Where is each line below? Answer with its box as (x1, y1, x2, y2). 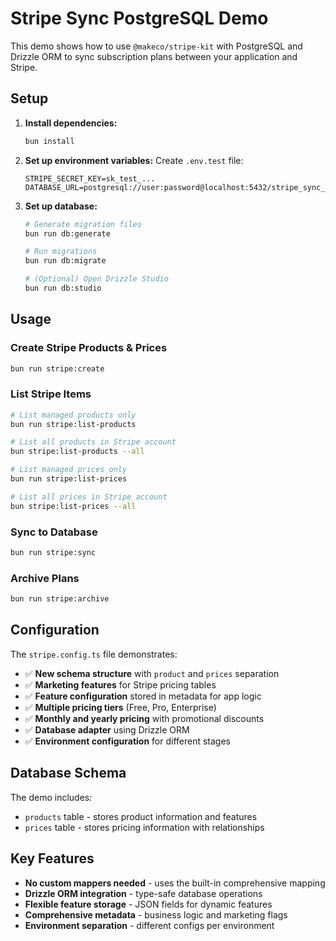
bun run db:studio (24, 283, 102, 293)
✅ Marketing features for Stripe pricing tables (24, 678, 217, 691)
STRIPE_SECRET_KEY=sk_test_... (24, 173, 156, 184)
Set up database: (24, 200, 98, 212)
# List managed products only (10, 410, 137, 420)
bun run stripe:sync (10, 548, 97, 558)
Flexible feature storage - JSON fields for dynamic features (24, 898, 273, 910)
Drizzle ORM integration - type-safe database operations (24, 887, 263, 899)
